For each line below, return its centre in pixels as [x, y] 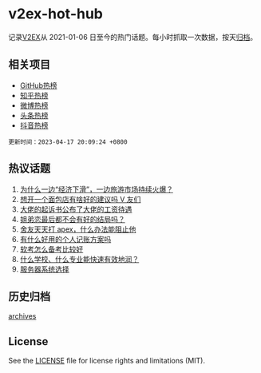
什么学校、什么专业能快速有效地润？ [79, 259]
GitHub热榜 [38, 85]
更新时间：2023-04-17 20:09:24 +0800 [68, 142]
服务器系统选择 [44, 269]
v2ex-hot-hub [56, 14]
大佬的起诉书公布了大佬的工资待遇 [76, 209]
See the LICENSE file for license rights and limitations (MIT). [107, 361]
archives [22, 316]
